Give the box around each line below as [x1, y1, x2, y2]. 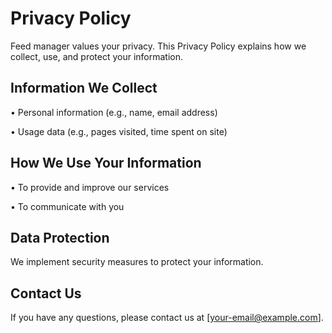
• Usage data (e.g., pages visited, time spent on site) [10, 125, 228, 137]
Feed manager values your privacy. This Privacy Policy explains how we [10, 40, 307, 52]
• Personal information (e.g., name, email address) [10, 106, 218, 118]
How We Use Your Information [10, 155, 202, 172]
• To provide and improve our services [10, 181, 170, 193]
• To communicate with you [10, 200, 125, 212]
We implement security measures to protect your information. [10, 256, 264, 268]
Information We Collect [10, 80, 158, 97]
